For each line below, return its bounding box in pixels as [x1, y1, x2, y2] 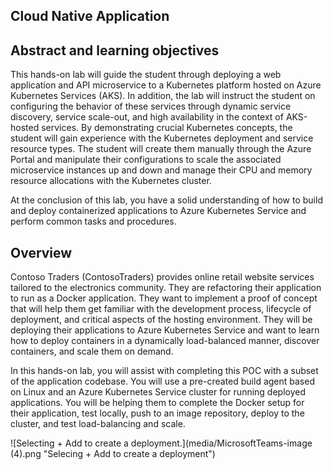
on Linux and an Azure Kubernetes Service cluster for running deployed [10, 386, 307, 398]
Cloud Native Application [10, 8, 170, 25]
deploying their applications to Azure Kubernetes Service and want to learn [10, 324, 320, 336]
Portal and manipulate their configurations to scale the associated [10, 154, 282, 166]
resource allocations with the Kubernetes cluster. [10, 175, 212, 187]
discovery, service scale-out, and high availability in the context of [10, 111, 284, 123]
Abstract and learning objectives [10, 42, 220, 59]
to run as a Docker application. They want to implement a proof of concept [10, 292, 318, 304]
